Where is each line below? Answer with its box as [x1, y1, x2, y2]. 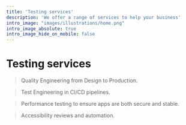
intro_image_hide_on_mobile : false [6, 31, 95, 37]
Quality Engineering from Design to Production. [20, 77, 138, 84]
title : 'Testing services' [6, 8, 74, 15]
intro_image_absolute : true [6, 25, 77, 32]
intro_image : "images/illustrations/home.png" [6, 20, 125, 26]
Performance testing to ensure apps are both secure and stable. [20, 100, 179, 108]
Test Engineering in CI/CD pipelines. [20, 88, 110, 96]
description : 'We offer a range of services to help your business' [6, 14, 181, 20]
